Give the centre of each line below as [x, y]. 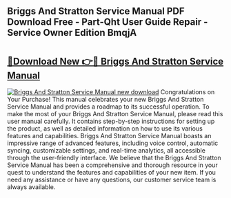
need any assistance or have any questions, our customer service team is [112, 179]
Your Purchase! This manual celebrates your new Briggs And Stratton [106, 99]
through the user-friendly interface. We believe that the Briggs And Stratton [114, 158]
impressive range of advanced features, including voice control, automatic [113, 143]
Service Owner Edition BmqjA [72, 33]
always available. [31, 187]
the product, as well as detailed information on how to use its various [105, 129]
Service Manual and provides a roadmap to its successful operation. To [108, 107]
